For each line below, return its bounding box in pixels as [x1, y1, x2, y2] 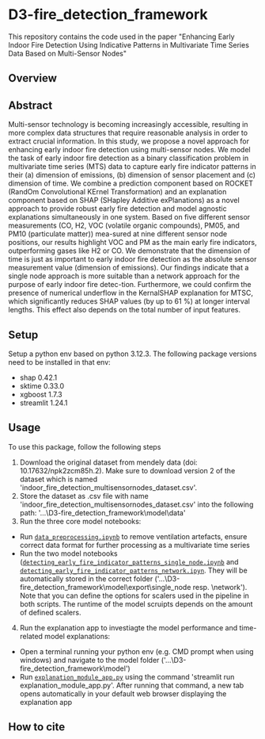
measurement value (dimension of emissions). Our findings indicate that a [8, 263, 249, 273]
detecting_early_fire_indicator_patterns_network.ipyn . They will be [19, 565, 248, 575]
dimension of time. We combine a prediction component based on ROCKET [8, 178, 254, 188]
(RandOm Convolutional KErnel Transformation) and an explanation [8, 187, 227, 197]
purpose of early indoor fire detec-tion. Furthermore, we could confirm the [8, 280, 252, 289]
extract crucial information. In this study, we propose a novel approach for [8, 136, 249, 146]
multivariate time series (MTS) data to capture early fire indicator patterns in [8, 162, 256, 171]
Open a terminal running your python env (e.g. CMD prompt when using [19, 646, 255, 656]
